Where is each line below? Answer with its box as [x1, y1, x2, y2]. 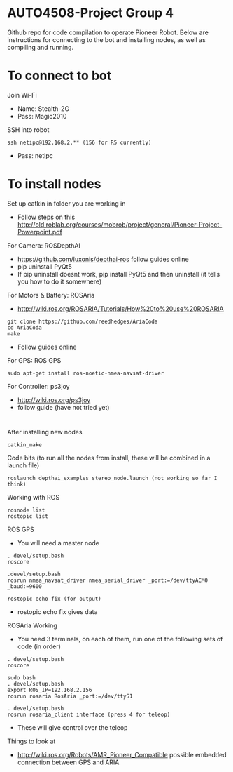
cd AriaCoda [7, 324, 42, 331]
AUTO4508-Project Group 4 [7, 5, 174, 21]
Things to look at [7, 737, 56, 745]
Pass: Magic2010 [17, 112, 67, 120]
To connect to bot [7, 68, 112, 84]
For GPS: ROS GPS [7, 356, 62, 364]
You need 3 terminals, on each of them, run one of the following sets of [17, 635, 223, 643]
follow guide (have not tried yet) [17, 403, 110, 411]
